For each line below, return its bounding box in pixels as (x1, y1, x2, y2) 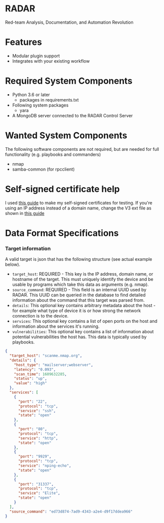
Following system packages (12, 102, 69, 108)
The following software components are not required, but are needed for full (5, 146, 160, 152)
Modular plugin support (12, 53, 60, 59)
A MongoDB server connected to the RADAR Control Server (12, 112, 133, 118)
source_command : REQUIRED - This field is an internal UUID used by (12, 287, 146, 293)
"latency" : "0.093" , (14, 367, 56, 372)
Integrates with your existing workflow (12, 58, 90, 64)
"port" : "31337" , (18, 482, 54, 487)
